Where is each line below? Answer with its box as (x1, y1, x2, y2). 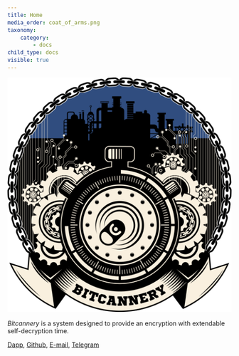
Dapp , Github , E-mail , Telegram (7, 340, 100, 349)
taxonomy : (7, 26, 37, 33)
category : (20, 34, 50, 41)
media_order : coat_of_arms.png (7, 19, 100, 26)
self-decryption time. (7, 327, 69, 335)
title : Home (7, 11, 43, 19)
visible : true (7, 57, 50, 64)
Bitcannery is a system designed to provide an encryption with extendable (7, 319, 225, 328)
